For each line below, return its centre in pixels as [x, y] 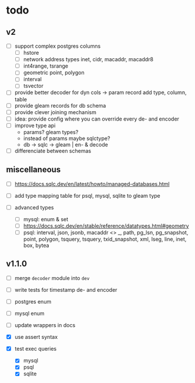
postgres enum [33, 301]
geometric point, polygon [54, 73]
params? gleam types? [51, 132]
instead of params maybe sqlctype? [67, 138]
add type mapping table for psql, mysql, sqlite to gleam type [87, 195]
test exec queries [36, 349]
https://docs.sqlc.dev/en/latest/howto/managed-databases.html [92, 184]
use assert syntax [36, 337]
